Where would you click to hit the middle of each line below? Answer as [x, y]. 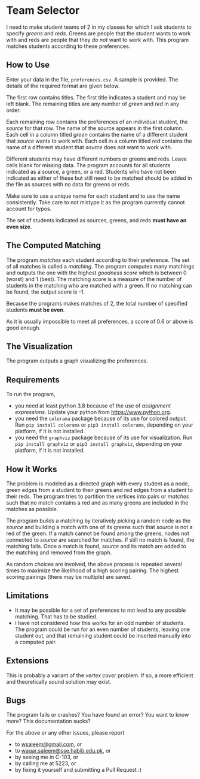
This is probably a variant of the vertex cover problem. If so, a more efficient [100, 675]
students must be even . [36, 310]
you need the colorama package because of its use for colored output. [101, 419]
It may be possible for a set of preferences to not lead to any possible [100, 610]
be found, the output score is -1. [46, 292]
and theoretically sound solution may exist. [59, 681]
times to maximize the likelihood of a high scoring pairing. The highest [93, 570]
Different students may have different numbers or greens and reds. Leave [96, 159]
